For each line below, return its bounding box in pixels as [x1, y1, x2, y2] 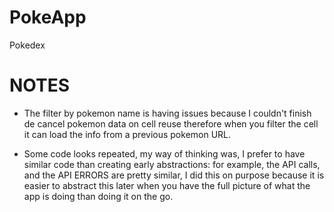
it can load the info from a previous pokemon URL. [23, 128, 232, 140]
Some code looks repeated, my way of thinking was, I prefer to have [23, 147, 306, 160]
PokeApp [9, 6, 87, 29]
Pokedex [9, 39, 46, 51]
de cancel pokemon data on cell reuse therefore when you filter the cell [23, 117, 319, 130]
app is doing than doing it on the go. [23, 190, 174, 202]
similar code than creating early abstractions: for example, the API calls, [23, 158, 321, 170]
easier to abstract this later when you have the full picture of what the [23, 179, 311, 191]
